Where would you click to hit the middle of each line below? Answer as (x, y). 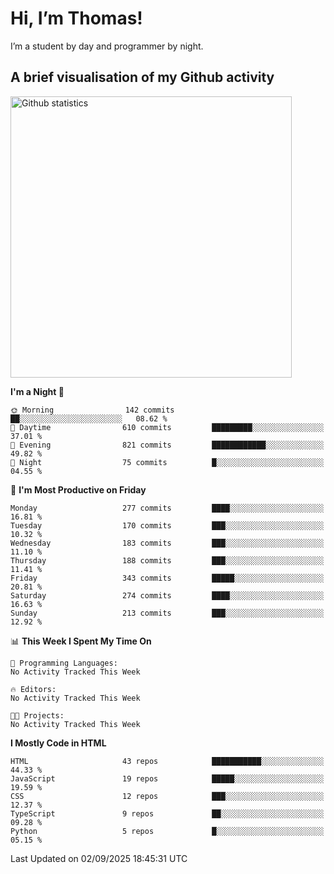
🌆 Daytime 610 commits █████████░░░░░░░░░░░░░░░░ (167, 427)
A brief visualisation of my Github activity (142, 77)
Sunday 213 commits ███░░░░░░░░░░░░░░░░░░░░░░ (167, 613)
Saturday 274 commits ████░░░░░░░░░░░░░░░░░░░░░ (167, 595)
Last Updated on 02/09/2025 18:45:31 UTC (99, 858)
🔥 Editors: (33, 689)
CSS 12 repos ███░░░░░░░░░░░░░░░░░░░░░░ (167, 796)
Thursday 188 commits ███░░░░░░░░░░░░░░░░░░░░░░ (167, 560)
